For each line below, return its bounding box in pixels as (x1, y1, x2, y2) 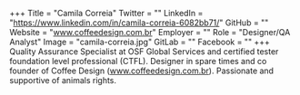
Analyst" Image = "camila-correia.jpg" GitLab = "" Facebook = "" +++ (9, 36, 271, 47)
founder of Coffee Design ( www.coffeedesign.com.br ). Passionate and (9, 65, 275, 76)
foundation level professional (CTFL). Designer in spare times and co (9, 56, 267, 66)
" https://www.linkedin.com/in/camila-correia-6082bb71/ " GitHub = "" (9, 17, 269, 28)
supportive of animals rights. (9, 75, 116, 85)
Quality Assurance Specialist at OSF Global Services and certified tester (9, 46, 279, 57)
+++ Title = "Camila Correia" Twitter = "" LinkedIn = (9, 8, 204, 18)
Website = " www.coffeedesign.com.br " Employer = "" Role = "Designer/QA (9, 27, 291, 37)
